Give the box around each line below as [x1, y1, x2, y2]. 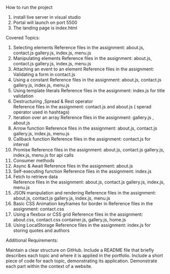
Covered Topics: [6, 35, 40, 41]
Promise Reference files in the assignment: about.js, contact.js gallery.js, [13, 147, 164, 152]
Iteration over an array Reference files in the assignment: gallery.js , [13, 114, 154, 121]
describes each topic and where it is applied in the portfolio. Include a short [6, 253, 163, 258]
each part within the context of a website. [6, 263, 93, 269]
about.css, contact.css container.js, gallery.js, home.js [13, 217, 126, 222]
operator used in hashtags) [13, 109, 70, 115]
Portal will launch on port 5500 [13, 20, 77, 25]
